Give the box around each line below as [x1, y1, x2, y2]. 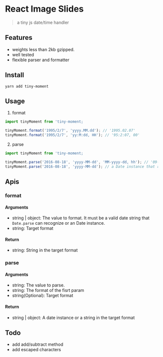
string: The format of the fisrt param [12, 287, 84, 293]
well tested [12, 52, 34, 57]
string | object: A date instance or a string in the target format [12, 315, 135, 321]
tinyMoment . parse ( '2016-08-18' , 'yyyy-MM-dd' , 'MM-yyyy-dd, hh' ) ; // [5, 160, 149, 164]
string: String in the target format [12, 247, 78, 253]
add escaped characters [12, 347, 62, 353]
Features [5, 34, 33, 42]
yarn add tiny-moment [5, 84, 49, 89]
